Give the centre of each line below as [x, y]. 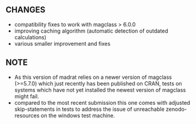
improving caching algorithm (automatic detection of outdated [91, 31]
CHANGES [26, 10]
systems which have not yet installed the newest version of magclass [100, 90]
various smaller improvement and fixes [62, 43]
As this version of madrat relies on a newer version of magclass [93, 77]
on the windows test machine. [78, 115]
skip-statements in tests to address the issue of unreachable [89, 109]
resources [27, 115]
